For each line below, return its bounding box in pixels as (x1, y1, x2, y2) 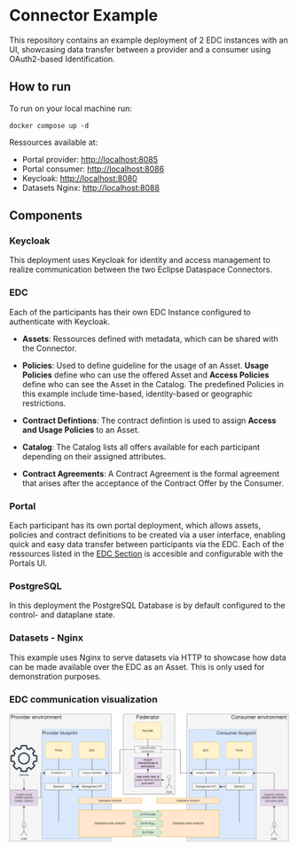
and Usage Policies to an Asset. (21, 424, 140, 435)
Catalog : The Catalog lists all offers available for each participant (21, 441, 260, 452)
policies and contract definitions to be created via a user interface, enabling (9, 529, 286, 540)
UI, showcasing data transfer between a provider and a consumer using (9, 44, 271, 54)
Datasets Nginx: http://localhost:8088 (21, 182, 160, 193)
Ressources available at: (9, 137, 98, 147)
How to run (9, 79, 72, 94)
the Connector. (21, 343, 77, 354)
